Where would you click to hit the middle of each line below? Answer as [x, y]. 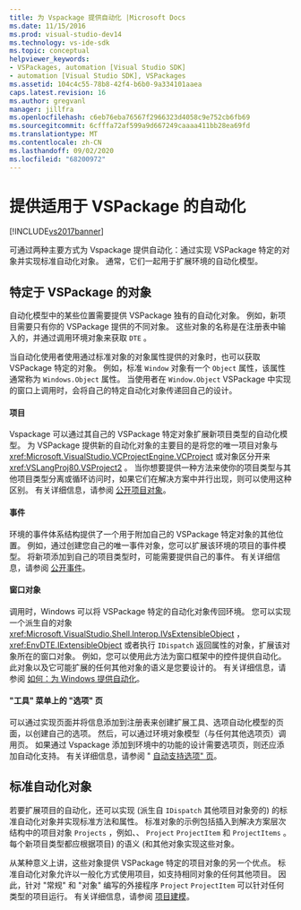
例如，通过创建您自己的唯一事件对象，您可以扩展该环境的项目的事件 [152, 545]
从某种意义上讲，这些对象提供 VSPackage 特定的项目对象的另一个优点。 [142, 863]
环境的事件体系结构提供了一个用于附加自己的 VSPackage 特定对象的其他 [142, 534]
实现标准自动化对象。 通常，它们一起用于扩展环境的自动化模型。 [143, 262]
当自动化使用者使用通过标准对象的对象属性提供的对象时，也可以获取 [135, 357]
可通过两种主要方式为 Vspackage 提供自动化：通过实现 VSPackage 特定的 [146, 250]
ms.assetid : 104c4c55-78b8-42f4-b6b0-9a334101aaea [106, 84]
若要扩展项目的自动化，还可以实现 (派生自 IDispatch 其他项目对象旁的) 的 [145, 810]
